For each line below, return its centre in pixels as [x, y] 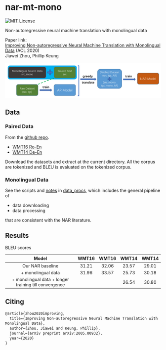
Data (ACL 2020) [22, 50]
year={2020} [22, 338]
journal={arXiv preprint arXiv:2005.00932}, [56, 333]
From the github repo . [27, 137]
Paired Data [19, 127]
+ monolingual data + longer [40, 280]
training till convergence [40, 285]
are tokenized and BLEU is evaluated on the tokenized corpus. [68, 167]
